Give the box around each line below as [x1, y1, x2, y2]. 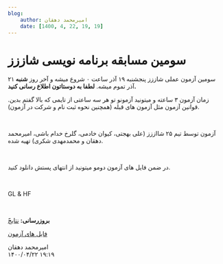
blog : [8, 10, 23, 17]
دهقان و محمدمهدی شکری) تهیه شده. [8, 136, 104, 145]
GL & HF [8, 190, 32, 198]
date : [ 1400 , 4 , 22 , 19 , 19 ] [20, 23, 104, 29]
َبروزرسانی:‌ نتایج [8, 217, 50, 225]
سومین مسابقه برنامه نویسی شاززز [8, 52, 187, 68]
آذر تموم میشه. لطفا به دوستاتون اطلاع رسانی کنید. [8, 82, 137, 91]
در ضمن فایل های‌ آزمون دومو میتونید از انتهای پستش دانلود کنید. [8, 163, 171, 171]
